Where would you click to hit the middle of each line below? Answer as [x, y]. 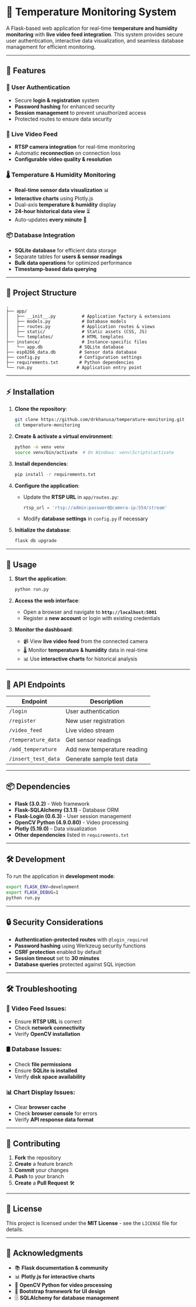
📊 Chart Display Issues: [41, 1092]
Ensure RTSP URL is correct [48, 1021]
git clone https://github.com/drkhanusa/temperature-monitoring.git [99, 420]
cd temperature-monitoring [47, 425]
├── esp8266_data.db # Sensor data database [71, 353]
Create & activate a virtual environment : [64, 436]
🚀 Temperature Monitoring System [91, 12]
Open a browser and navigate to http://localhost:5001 [90, 612]
